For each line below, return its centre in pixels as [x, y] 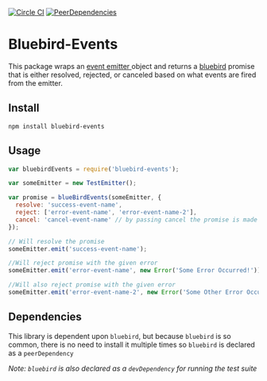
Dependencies [45, 317]
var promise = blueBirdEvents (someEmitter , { [85, 198]
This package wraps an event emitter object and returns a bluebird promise [132, 66]
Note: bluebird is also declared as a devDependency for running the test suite [133, 368]
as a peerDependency [41, 352]
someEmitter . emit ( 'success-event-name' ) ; [78, 249]
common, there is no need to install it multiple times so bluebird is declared [132, 344]
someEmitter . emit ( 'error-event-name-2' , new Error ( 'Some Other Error [126, 292]
